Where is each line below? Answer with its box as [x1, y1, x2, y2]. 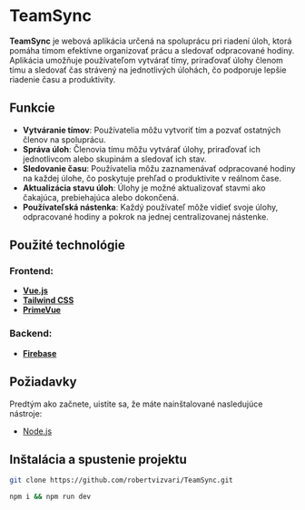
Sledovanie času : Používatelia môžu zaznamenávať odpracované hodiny [22, 162, 296, 173]
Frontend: [9, 265, 54, 278]
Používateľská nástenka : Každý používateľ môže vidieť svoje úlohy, [22, 201, 279, 212]
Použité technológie [9, 238, 125, 253]
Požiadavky [9, 374, 77, 390]
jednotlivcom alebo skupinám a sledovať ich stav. [22, 153, 207, 164]
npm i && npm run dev [9, 492, 92, 502]
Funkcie [9, 101, 56, 116]
